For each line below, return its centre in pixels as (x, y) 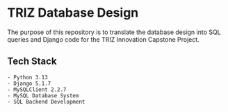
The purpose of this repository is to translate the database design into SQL (114, 32)
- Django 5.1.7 (29, 83)
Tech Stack (32, 62)
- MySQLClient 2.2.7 (37, 89)
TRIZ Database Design (73, 13)
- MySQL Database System (43, 95)
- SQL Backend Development (46, 102)
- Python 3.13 (28, 77)
